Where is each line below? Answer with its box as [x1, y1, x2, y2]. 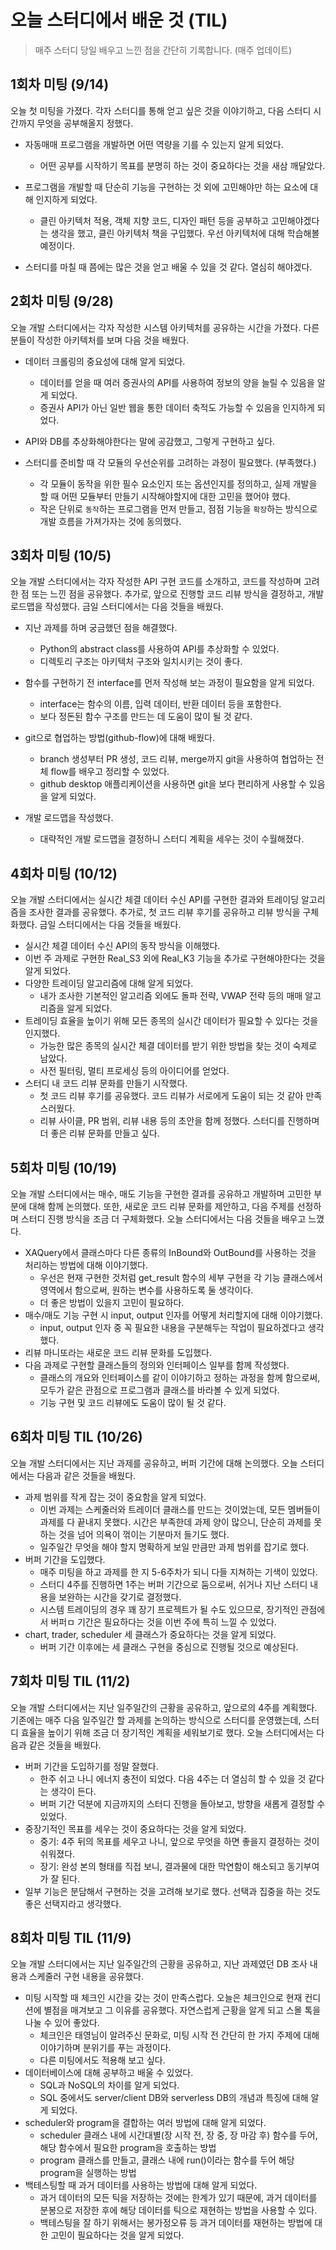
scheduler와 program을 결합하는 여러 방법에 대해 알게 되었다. [24, 2117, 267, 2129]
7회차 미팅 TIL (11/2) [10, 1673, 131, 1690]
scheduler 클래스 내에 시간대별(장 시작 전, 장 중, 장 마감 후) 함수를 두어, [39, 2129, 318, 2141]
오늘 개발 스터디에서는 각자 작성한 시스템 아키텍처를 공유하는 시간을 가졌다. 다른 [10, 321, 320, 333]
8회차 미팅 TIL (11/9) [10, 1930, 132, 1947]
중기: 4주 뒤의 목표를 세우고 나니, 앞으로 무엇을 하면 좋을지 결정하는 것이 [39, 1835, 320, 1847]
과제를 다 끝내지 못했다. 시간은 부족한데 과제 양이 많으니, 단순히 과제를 [39, 1516, 312, 1528]
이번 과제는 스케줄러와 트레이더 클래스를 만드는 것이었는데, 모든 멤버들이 [39, 1503, 321, 1515]
